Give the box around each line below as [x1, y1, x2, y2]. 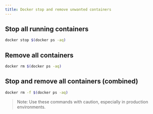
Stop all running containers [5, 25, 89, 33]
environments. [16, 104, 46, 110]
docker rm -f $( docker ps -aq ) [5, 90, 68, 95]
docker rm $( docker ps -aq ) [5, 64, 62, 69]
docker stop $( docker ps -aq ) [5, 38, 66, 43]
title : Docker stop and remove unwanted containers [5, 7, 111, 12]
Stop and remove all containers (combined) [5, 77, 138, 85]
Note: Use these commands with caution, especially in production [16, 99, 149, 104]
